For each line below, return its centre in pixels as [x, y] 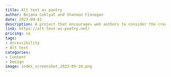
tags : [11, 38]
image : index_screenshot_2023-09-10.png [49, 66]
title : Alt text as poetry [34, 10]
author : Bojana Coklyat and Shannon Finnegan [54, 15]
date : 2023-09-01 [24, 19]
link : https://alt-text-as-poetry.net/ [48, 29]
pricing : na [18, 33]
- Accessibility [22, 43]
